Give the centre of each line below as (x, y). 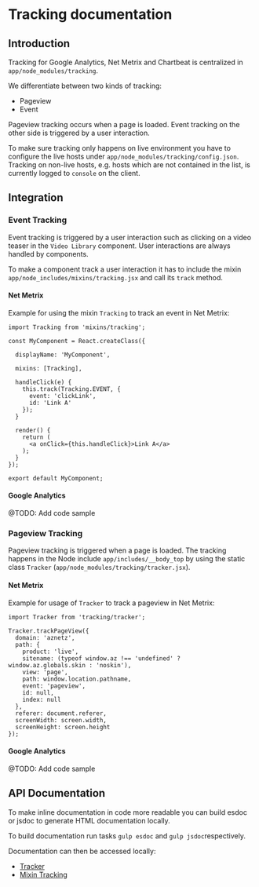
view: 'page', (45, 672)
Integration (36, 198)
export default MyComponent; (56, 478)
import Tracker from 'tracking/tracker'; (77, 617)
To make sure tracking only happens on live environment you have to (120, 148)
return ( (36, 437)
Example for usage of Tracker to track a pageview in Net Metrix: (111, 603)
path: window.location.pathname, (77, 679)
